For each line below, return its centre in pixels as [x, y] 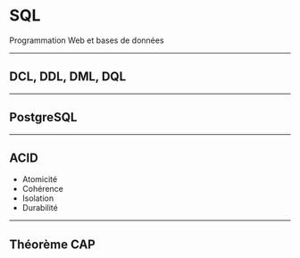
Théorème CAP [52, 244]
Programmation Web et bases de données [87, 40]
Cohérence [43, 189]
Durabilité [40, 208]
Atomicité [40, 179]
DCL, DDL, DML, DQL [68, 77]
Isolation [38, 198]
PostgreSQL [43, 117]
